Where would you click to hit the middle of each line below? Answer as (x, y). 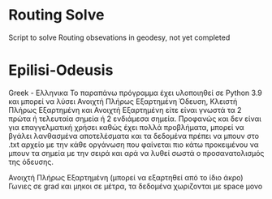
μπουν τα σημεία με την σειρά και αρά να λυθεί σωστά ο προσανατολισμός (136, 153)
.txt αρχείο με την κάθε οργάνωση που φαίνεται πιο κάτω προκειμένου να (134, 145)
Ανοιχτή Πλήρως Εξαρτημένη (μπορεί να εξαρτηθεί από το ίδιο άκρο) (126, 177)
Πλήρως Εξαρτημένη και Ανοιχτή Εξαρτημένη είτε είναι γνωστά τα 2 (125, 110)
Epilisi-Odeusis (61, 70)
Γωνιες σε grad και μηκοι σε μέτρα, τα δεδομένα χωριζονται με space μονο (136, 186)
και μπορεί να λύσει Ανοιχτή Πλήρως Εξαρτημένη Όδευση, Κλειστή (123, 101)
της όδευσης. (31, 162)
